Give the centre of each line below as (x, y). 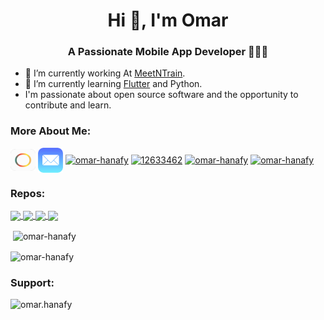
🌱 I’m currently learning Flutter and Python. (113, 84)
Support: (32, 282)
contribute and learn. (68, 105)
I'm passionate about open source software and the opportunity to (161, 95)
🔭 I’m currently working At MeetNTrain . (105, 73)
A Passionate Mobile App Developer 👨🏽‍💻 (168, 52)
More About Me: (51, 131)
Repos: (28, 193)
